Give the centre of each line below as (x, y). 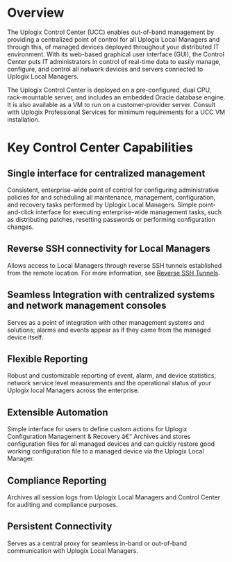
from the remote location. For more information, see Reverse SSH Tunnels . (114, 273)
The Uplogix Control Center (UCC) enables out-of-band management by (110, 32)
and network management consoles (87, 306)
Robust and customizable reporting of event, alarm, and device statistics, (112, 376)
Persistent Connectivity (60, 527)
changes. (20, 227)
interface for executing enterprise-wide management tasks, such (129, 212)
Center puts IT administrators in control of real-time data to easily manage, (114, 61)
